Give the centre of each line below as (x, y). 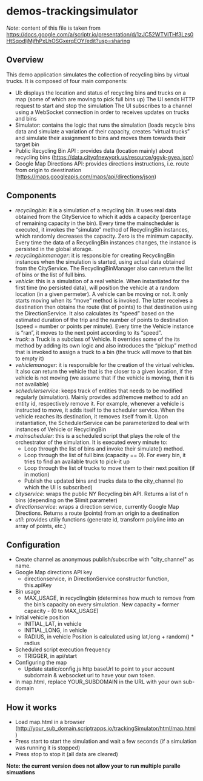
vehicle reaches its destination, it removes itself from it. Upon (92, 416)
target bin (27, 144)
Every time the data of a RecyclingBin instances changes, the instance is (105, 242)
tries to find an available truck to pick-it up (77, 461)
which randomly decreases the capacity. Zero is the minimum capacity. (104, 236)
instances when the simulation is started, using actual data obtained (100, 261)
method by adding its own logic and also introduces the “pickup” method (106, 345)
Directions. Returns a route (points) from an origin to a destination (97, 513)
